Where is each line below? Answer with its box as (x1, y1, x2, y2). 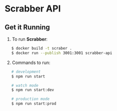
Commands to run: (11, 59, 50, 65)
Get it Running (4, 23, 50, 31)
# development (11, 69, 41, 74)
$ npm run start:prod (11, 101, 56, 106)
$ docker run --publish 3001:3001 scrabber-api (11, 50, 112, 55)
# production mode (11, 96, 50, 101)
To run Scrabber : (11, 36, 48, 42)
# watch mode (11, 83, 38, 88)
